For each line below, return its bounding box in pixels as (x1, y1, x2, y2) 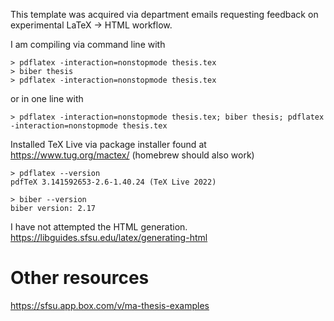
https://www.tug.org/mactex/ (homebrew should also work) (10, 149, 255, 161)
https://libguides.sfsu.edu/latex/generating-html (10, 232, 208, 243)
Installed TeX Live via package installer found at (10, 139, 207, 150)
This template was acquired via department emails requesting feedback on (10, 9, 319, 20)
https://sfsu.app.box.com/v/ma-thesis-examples (10, 299, 210, 311)
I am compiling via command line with (10, 39, 166, 50)
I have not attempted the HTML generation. (10, 221, 188, 233)
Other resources (10, 267, 150, 289)
